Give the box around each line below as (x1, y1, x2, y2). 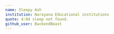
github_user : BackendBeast (5, 21, 62, 26)
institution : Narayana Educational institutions (5, 12, 109, 17)
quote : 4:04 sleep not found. (5, 16, 69, 21)
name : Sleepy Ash (5, 7, 42, 12)
